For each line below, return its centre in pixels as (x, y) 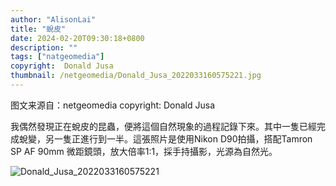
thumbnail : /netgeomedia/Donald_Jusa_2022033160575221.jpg (136, 76)
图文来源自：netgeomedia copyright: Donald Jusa (113, 105)
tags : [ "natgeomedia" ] (57, 57)
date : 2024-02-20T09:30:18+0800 (77, 38)
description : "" (44, 47)
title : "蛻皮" (38, 29)
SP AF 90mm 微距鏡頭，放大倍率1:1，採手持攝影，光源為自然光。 (144, 151)
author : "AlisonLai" (53, 19)
